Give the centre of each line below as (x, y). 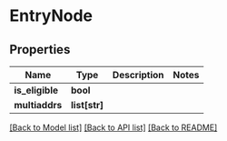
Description (138, 75)
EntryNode (51, 16)
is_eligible (36, 90)
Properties (40, 50)
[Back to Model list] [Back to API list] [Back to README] (113, 127)
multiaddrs (38, 105)
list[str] (88, 105)
